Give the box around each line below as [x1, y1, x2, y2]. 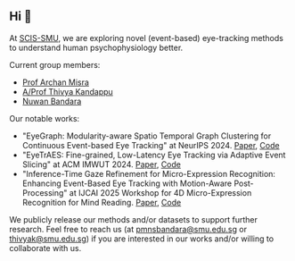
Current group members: [9, 59, 101, 70]
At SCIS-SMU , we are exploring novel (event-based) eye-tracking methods [9, 32, 283, 43]
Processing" [21, 187, 68, 198]
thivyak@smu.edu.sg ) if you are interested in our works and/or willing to [9, 233, 275, 244]
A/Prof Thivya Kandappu [21, 86, 113, 97]
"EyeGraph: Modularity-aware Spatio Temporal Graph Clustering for [21, 130, 272, 141]
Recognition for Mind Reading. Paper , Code [21, 197, 182, 207]
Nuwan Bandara [21, 96, 82, 106]
